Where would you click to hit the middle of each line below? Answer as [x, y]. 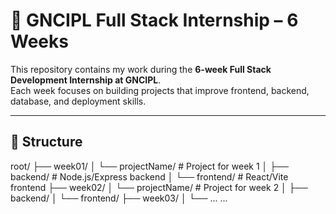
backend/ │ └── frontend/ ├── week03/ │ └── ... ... [119, 198]
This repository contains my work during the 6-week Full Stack [141, 69]
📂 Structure [46, 142]
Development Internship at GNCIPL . [86, 80]
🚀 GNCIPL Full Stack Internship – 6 [154, 20]
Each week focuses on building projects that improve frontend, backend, [160, 90]
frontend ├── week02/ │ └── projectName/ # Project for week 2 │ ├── [159, 187]
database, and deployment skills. [78, 101]
